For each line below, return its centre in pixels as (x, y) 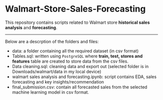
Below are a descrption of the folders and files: (52, 41)
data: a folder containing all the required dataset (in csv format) (75, 51)
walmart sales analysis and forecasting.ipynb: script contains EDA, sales (84, 77)
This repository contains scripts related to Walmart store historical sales (78, 22)
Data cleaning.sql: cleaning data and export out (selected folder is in (80, 66)
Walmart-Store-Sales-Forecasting (75, 9)
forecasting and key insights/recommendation (58, 82)
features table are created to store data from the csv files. (70, 61)
